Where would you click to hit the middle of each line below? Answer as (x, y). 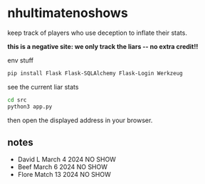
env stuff (21, 60)
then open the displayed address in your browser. (80, 120)
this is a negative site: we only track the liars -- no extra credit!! (103, 46)
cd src (17, 100)
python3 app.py (30, 107)
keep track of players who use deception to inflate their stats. (97, 33)
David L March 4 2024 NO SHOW (67, 159)
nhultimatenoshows (68, 13)
